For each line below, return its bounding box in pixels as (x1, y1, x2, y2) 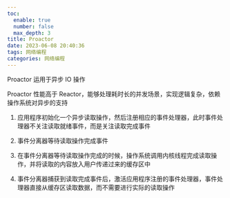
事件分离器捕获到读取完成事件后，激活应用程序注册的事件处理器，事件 (17, 174, 218, 183)
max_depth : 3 (13, 29, 51, 37)
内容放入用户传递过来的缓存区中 (59, 160, 151, 168)
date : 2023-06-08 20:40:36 (7, 42, 85, 49)
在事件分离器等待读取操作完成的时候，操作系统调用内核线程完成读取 (17, 151, 211, 159)
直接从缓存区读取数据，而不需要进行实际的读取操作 (29, 183, 175, 191)
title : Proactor (7, 36, 54, 43)
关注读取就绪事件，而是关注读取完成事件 (35, 122, 151, 130)
